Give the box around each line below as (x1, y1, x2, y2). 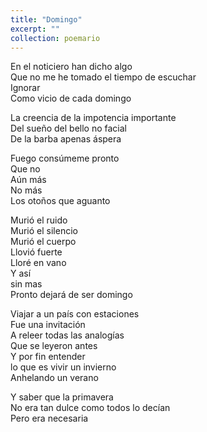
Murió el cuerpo (10, 236, 77, 248)
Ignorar (10, 82, 41, 94)
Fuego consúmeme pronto (10, 152, 120, 165)
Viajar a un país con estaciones (10, 308, 140, 320)
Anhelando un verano (10, 372, 99, 384)
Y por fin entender (10, 351, 86, 363)
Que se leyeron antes (10, 340, 98, 352)
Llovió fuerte (10, 246, 63, 258)
